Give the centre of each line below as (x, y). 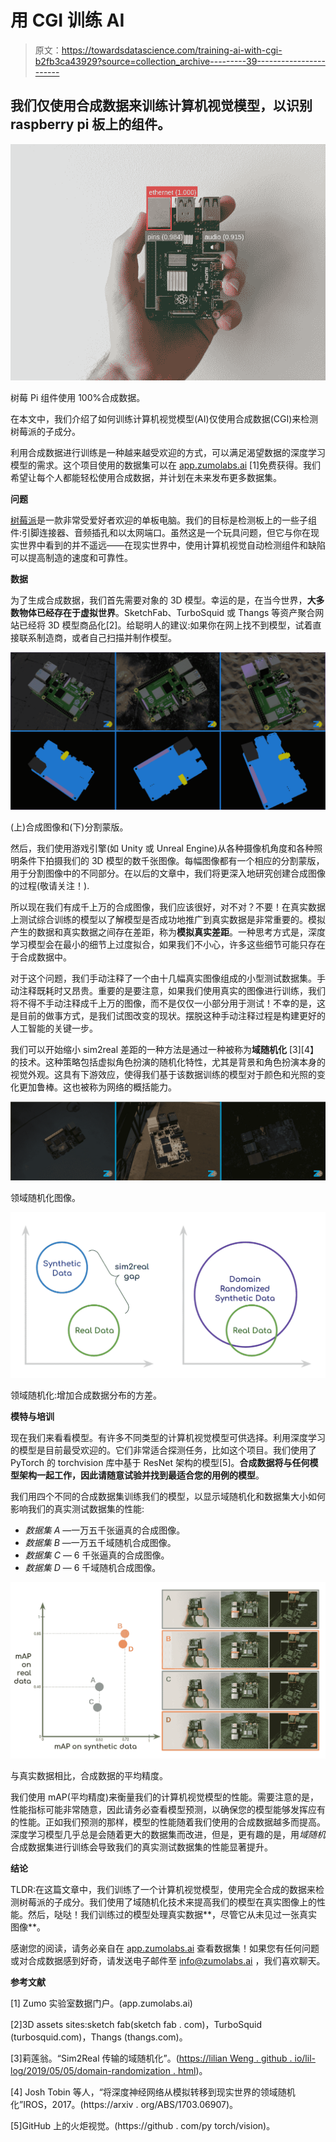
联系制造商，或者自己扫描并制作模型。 (97, 637)
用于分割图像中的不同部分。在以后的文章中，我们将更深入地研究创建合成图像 (168, 873)
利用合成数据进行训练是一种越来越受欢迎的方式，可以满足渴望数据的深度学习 (168, 452)
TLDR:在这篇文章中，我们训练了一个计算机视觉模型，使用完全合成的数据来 (163, 1890)
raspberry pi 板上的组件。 (91, 124)
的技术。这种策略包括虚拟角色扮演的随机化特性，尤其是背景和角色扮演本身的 (168, 1062)
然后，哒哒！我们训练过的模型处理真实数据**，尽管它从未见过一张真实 (172, 1915)
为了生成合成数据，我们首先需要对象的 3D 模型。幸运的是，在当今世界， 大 (163, 600)
